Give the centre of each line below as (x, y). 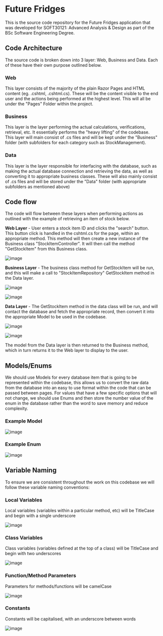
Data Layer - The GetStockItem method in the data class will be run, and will (81, 307)
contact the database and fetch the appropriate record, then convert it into (80, 312)
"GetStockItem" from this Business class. (46, 249)
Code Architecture (34, 48)
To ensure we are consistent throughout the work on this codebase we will (80, 482)
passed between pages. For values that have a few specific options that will (81, 393)
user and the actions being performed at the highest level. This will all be (78, 99)
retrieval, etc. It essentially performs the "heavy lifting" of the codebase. (77, 132)
